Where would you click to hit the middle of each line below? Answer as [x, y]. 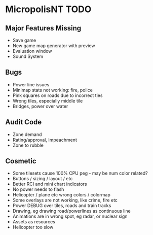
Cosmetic [21, 161]
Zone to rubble [28, 145]
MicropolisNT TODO [48, 9]
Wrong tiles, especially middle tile [48, 100]
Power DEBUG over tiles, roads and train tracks [62, 206]
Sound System [28, 56]
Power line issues [31, 84]
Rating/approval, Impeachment [45, 140]
